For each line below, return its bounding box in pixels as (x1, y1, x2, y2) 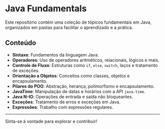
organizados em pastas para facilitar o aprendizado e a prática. (5, 24, 134, 30)
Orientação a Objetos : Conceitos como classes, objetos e (12, 72, 130, 79)
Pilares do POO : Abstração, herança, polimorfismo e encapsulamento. (12, 83, 155, 89)
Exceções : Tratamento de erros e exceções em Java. (12, 99, 121, 105)
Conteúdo (5, 39, 36, 47)
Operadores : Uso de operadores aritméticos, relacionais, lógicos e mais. (12, 57, 160, 63)
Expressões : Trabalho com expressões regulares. (12, 104, 113, 110)
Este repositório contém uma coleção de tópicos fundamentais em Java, (5, 19, 152, 25)
